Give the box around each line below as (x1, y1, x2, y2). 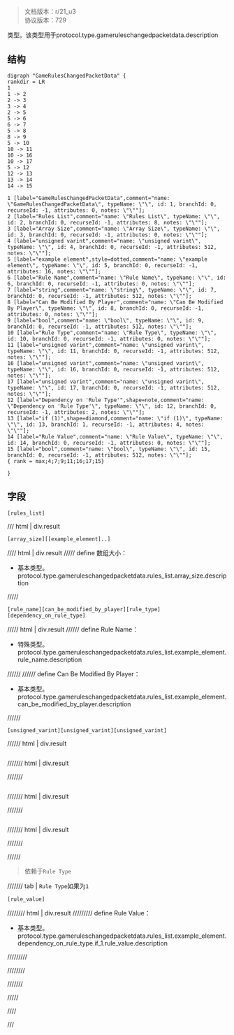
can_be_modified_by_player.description (17, 699, 131, 708)
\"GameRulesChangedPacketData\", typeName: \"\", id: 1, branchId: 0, (7, 201, 217, 208)
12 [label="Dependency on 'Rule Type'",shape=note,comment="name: (7, 397, 205, 404)
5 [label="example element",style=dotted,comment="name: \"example (7, 256, 208, 263)
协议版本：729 (24, 16, 66, 24)
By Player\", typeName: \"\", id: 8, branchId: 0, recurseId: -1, (7, 305, 205, 312)
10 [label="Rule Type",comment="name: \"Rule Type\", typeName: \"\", (7, 329, 217, 336)
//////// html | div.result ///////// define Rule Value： (7, 908, 152, 917)
